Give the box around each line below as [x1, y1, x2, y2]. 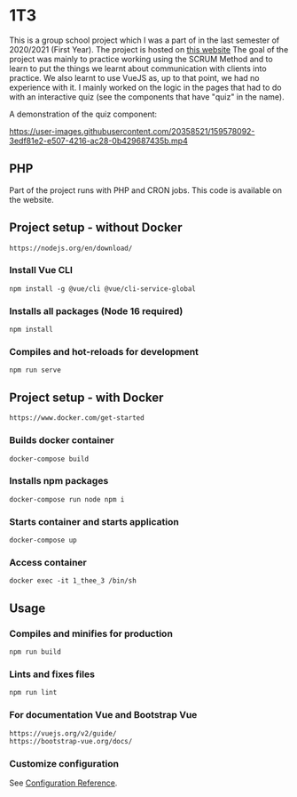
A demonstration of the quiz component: [9, 109, 158, 119]
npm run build [9, 648, 62, 656]
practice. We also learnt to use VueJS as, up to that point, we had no [9, 72, 260, 83]
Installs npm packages [9, 475, 109, 487]
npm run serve [9, 366, 62, 374]
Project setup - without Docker [9, 220, 183, 236]
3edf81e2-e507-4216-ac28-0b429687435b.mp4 [9, 135, 188, 146]
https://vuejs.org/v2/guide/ [9, 729, 117, 738]
